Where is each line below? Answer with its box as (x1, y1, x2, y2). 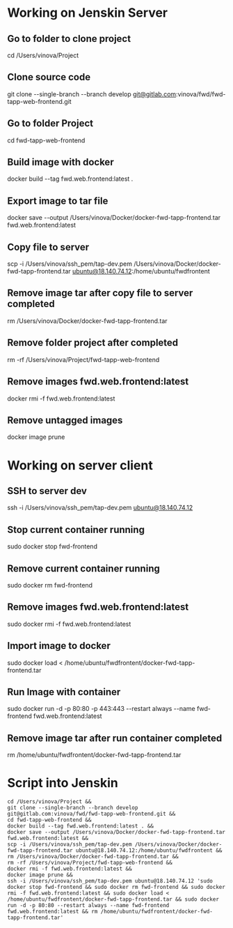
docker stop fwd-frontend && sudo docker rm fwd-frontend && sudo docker (7, 884, 226, 891)
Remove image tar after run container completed (7, 732, 223, 744)
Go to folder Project (7, 117, 94, 130)
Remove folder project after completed (7, 337, 179, 349)
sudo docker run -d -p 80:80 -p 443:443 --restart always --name (7, 705, 196, 713)
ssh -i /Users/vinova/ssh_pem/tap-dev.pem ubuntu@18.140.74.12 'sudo (7, 878, 214, 885)
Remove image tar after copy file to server (7, 287, 193, 299)
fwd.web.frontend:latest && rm (7, 908, 98, 915)
